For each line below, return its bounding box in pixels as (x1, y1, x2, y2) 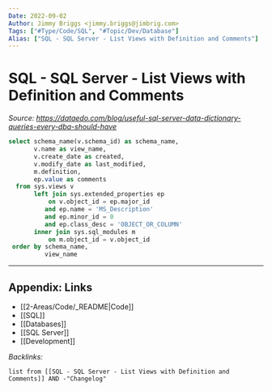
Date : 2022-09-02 (8, 11, 67, 20)
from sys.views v (15, 183, 74, 191)
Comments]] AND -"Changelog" (8, 375, 107, 383)
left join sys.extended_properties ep (33, 190, 164, 198)
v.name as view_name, (33, 145, 107, 154)
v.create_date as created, (33, 152, 125, 160)
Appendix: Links (8, 280, 93, 294)
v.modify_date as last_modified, (33, 159, 147, 168)
